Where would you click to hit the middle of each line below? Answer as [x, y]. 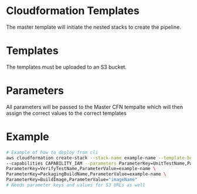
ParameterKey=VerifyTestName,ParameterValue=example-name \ [81, 169]
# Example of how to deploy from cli [52, 152]
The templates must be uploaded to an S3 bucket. [67, 67]
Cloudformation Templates [73, 11]
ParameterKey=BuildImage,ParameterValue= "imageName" [72, 180]
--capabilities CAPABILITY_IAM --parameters [61, 163]
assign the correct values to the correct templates [67, 113]
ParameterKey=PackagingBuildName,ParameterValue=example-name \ [86, 174]
